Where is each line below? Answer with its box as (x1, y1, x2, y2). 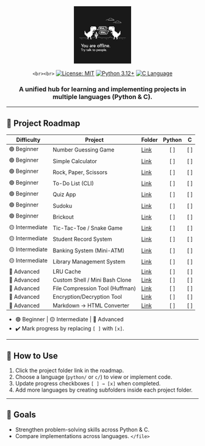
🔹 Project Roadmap (6, 118, 81, 128)
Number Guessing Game (52, 146, 115, 153)
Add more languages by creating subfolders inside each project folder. (15, 386, 193, 393)
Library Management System (52, 258, 126, 265)
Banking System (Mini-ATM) (52, 247, 125, 254)
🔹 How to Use (6, 351, 58, 361)
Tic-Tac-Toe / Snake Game (52, 224, 123, 232)
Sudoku (52, 202, 72, 210)
